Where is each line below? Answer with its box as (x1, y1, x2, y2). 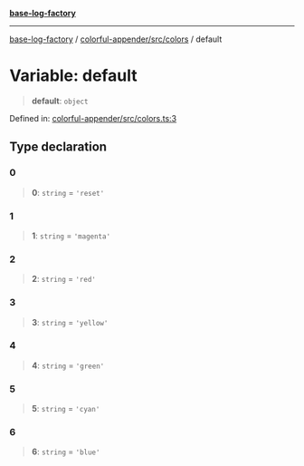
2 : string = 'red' (31, 274, 97, 285)
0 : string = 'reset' (31, 187, 105, 198)
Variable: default (9, 65, 138, 86)
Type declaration (9, 140, 107, 155)
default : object (31, 95, 89, 106)
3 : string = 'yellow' (31, 316, 109, 327)
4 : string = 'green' (31, 360, 105, 371)
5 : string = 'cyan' (31, 403, 100, 414)
